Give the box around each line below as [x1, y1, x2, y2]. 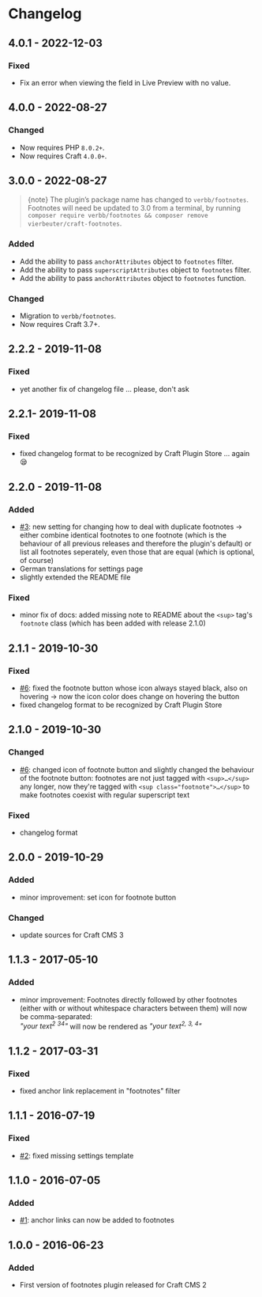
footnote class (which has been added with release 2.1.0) [19, 618, 207, 628]
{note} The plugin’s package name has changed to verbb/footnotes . [27, 195, 249, 204]
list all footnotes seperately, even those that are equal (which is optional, [19, 547, 255, 557]
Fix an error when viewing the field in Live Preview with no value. [19, 78, 231, 87]
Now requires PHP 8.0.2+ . [19, 143, 105, 152]
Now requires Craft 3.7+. [19, 319, 100, 329]
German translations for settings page [19, 564, 144, 574]
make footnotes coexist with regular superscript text [19, 789, 190, 800]
